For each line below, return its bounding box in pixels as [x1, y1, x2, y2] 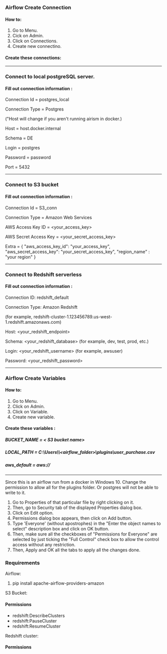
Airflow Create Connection [5, 4, 71, 11]
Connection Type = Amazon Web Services [5, 214, 92, 220]
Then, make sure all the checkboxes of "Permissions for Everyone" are [12, 531, 158, 537]
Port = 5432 [5, 164, 30, 170]
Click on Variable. [12, 408, 49, 414]
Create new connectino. [12, 43, 62, 49]
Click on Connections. [12, 38, 58, 44]
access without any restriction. [12, 542, 76, 548]
